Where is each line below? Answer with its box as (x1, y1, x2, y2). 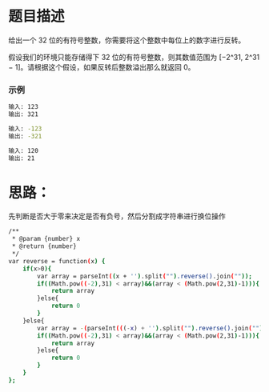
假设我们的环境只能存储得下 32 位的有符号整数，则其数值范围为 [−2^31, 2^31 (8, 52, 260, 62)
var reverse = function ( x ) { (8, 257, 106, 265)
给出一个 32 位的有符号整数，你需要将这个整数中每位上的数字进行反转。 (8, 35, 246, 45)
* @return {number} (11, 242, 78, 250)
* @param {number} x (11, 235, 81, 243)
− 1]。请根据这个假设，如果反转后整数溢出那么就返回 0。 (8, 62, 195, 72)
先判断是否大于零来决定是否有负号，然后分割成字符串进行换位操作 (8, 211, 226, 221)
